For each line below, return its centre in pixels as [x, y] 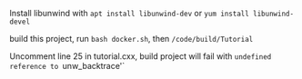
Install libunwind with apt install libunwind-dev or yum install [130, 13]
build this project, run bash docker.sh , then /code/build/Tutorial [131, 39]
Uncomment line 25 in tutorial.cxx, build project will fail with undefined [141, 56]
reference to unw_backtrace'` [67, 66]
